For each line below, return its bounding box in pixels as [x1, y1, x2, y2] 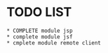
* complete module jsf [6, 33, 73, 40]
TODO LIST [6, 4, 72, 20]
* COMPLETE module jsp [6, 27, 73, 34]
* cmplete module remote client [6, 39, 101, 46]
